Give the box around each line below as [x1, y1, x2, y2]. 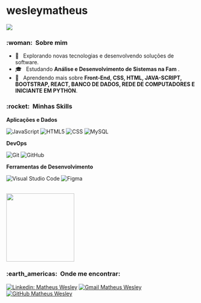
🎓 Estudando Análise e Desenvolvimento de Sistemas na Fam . [14, 65, 180, 73]
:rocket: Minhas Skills [6, 102, 72, 111]
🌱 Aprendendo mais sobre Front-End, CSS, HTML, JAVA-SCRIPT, [14, 74, 182, 82]
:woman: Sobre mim [6, 38, 68, 47]
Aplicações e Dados [6, 116, 57, 123]
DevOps [6, 139, 27, 147]
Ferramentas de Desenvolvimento [6, 163, 94, 170]
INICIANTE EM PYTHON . [14, 87, 78, 95]
